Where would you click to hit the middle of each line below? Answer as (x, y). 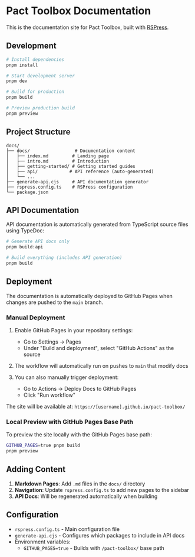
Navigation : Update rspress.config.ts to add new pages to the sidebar (102, 490)
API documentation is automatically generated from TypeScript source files (97, 224)
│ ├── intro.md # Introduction (58, 161)
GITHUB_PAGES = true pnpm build (43, 446)
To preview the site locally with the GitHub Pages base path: (79, 435)
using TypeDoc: (25, 231)
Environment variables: (42, 542)
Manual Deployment (36, 318)
